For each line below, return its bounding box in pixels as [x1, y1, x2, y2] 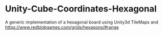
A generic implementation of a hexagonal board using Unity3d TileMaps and [5, 19, 159, 25]
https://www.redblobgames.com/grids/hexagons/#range [5, 24, 119, 30]
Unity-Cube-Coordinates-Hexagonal [5, 3, 157, 14]
